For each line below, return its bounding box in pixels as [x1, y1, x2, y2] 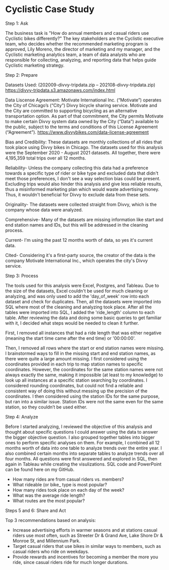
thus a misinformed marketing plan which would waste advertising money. [5, 186, 160, 192]
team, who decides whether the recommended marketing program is [5, 40, 148, 46]
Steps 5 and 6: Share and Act [5, 507, 67, 513]
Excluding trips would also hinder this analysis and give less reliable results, [5, 181, 162, 187]
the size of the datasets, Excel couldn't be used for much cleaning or [5, 288, 148, 294]
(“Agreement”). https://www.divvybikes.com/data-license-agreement [5, 129, 149, 135]
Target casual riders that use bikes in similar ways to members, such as [12, 543, 161, 549]
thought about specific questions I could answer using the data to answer [5, 429, 158, 435]
